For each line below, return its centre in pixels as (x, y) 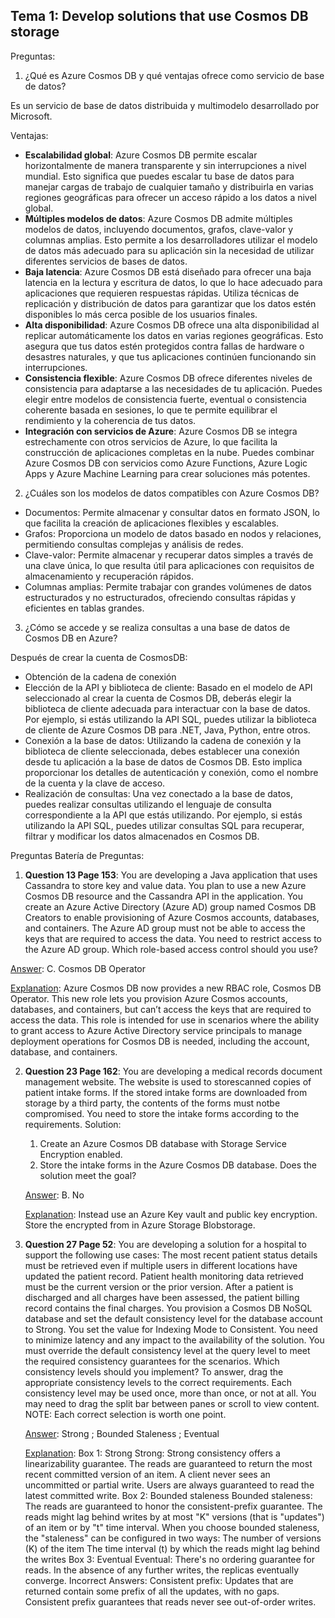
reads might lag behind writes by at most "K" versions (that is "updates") (174, 1516)
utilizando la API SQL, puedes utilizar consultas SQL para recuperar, (164, 825)
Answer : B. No (54, 1195)
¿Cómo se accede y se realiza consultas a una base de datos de (157, 627)
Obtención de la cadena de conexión (100, 676)
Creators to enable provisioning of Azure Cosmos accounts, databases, (172, 917)
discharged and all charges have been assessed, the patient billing (162, 1297)
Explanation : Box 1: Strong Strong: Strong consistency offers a (152, 1453)
